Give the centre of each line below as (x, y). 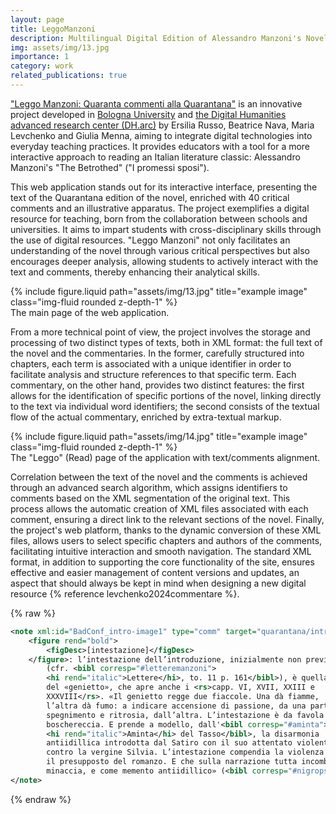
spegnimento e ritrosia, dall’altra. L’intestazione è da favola (185, 715)
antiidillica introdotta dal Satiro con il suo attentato (169, 743)
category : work (42, 66)
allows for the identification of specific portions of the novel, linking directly (166, 395)
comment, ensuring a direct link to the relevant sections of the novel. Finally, (167, 519)
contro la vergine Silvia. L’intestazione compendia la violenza (185, 752)
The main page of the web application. (90, 312)
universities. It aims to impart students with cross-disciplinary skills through (166, 229)
